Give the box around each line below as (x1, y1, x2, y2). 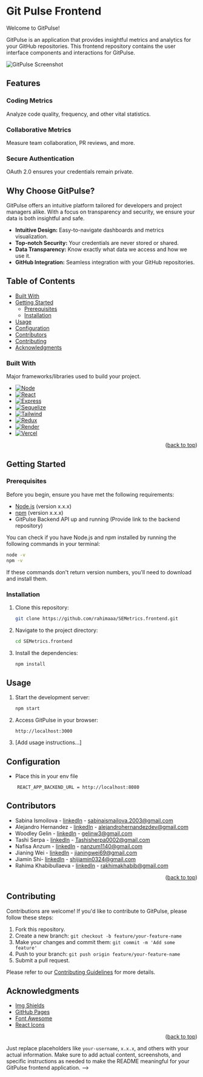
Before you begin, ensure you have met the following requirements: (6, 491, 175, 498)
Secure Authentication (6, 154, 75, 163)
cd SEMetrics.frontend (15, 638, 73, 644)
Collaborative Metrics (6, 126, 72, 134)
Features (6, 78, 41, 89)
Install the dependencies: (15, 649, 79, 656)
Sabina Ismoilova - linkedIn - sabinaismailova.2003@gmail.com (15, 817, 174, 824)
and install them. (6, 575, 48, 582)
